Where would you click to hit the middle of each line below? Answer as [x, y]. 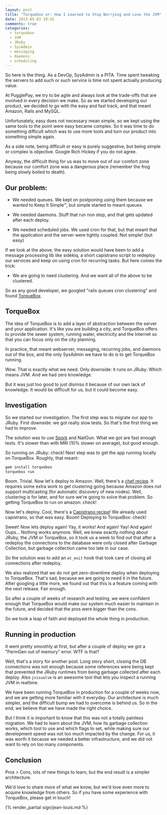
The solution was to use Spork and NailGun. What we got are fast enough [81, 438]
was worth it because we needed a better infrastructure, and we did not [79, 739]
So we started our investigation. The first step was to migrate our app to [79, 417]
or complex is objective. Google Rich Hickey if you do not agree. [71, 152]
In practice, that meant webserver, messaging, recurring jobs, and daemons [83, 349]
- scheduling [23, 61]
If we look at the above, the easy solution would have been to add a [75, 250]
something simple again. [30, 137]
